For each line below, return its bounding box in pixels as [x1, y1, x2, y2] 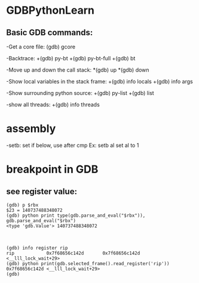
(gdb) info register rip [6, 245, 68, 251]
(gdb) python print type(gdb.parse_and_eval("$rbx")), [6, 213, 146, 219]
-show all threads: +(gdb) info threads [6, 101, 100, 108]
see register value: [6, 186, 78, 196]
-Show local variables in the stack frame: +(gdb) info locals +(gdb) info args [6, 78, 193, 85]
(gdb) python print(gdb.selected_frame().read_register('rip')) [6, 260, 170, 266]
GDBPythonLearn [6, 4, 94, 17]
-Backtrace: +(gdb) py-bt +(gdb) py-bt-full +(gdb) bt [6, 55, 136, 61]
